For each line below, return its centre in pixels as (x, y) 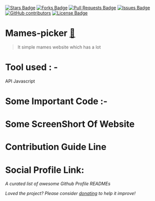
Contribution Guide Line (56, 147)
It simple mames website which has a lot (59, 47)
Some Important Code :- (56, 101)
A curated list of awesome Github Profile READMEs (58, 184)
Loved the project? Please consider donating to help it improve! (70, 193)
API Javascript (20, 81)
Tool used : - (32, 67)
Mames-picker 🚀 (40, 33)
